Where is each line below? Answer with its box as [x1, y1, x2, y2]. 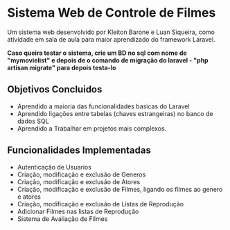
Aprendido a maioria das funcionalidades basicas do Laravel [17, 102, 190, 110]
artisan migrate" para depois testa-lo [7, 63, 116, 72]
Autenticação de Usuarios [17, 163, 92, 171]
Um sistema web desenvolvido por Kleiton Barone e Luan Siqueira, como [7, 28, 215, 36]
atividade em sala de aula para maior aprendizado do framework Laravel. [7, 35, 216, 43]
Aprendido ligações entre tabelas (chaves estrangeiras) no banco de [17, 109, 213, 117]
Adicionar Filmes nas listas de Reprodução [17, 207, 139, 215]
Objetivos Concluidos [7, 83, 103, 95]
